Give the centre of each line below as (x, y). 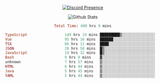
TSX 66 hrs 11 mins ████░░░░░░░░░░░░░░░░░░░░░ (80, 44)
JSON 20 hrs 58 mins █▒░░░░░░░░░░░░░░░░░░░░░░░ (80, 48)
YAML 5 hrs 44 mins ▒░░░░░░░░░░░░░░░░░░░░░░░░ (80, 76)
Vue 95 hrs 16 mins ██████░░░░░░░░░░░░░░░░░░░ (80, 39)
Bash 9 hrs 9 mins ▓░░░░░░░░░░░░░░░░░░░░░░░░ (80, 58)
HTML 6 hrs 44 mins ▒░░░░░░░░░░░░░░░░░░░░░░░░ (80, 66)
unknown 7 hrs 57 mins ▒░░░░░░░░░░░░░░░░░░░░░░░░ (80, 62)
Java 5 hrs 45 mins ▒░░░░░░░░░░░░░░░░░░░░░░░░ (80, 71)
